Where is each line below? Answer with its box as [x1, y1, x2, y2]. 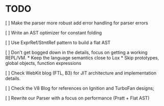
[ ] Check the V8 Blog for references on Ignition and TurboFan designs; [5, 85, 154, 91]
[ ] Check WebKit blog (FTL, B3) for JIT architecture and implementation [5, 69, 157, 76]
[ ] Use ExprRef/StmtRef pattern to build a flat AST [5, 39, 111, 46]
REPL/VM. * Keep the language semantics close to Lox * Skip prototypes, [5, 54, 159, 61]
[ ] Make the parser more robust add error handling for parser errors [5, 20, 149, 26]
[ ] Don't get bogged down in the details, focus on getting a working [5, 49, 148, 55]
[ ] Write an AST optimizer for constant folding [5, 29, 102, 36]
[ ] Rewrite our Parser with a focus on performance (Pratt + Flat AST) [5, 95, 150, 101]
